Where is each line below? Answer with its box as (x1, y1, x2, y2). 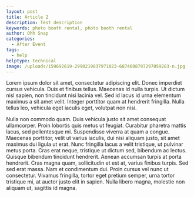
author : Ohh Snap (6, 31, 49, 36)
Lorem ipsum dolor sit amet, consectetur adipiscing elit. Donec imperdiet (6, 79, 182, 86)
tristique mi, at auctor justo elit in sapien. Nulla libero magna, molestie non (6, 178, 185, 185)
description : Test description (6, 19, 83, 25)
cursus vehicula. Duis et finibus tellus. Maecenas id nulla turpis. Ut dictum (6, 86, 185, 93)
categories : (6, 36, 35, 42)
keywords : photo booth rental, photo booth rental (6, 25, 133, 31)
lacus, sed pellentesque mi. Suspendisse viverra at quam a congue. (6, 128, 170, 135)
